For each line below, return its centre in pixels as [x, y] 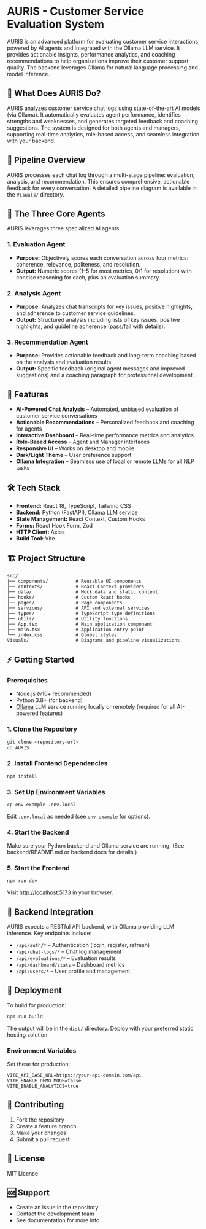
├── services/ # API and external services [78, 608]
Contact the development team [55, 1214]
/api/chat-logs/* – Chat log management [69, 952]
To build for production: [37, 1005]
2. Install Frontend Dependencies [57, 763]
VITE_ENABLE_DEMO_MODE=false [44, 1081]
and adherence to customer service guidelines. [75, 313]
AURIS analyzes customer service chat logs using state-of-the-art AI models [104, 108]
